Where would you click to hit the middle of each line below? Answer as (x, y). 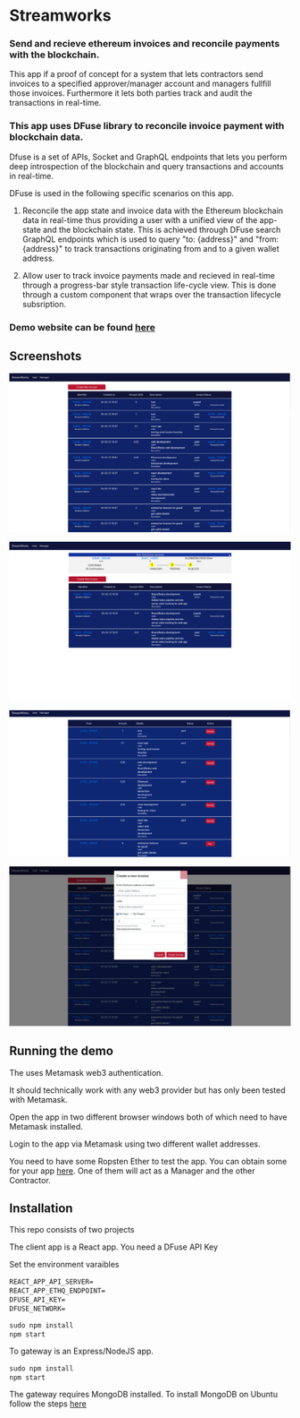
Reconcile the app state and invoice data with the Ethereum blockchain (153, 211)
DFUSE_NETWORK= (37, 1309)
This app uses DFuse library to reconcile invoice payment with (147, 126)
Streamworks (60, 16)
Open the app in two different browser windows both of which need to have (148, 1117)
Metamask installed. (46, 1126)
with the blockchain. (54, 55)
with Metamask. (39, 1099)
